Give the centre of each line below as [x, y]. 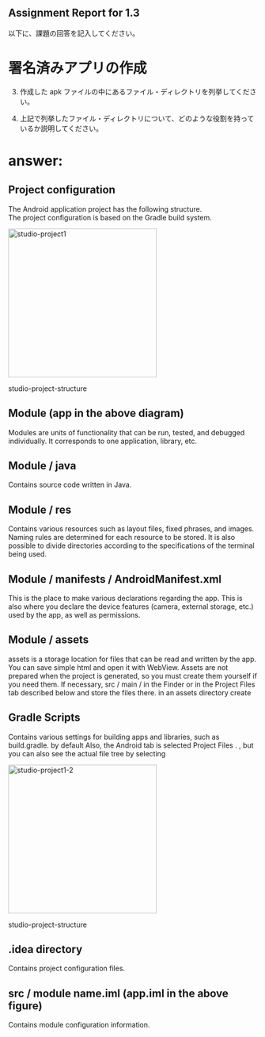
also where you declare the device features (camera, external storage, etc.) [131, 607]
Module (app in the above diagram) [96, 413]
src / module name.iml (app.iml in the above [119, 993]
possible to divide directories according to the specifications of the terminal [131, 545]
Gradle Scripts [44, 718]
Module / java [42, 466]
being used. [28, 554]
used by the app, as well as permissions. [74, 615]
